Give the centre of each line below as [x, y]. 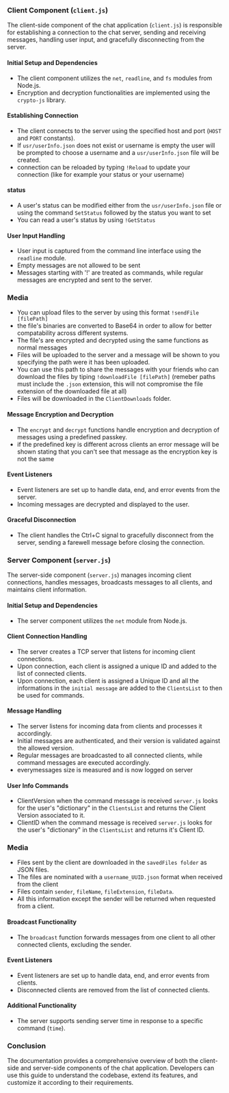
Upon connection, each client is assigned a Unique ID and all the [108, 680]
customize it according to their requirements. [70, 1083]
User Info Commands [38, 785]
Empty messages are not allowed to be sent [79, 265]
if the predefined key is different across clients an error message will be [118, 444]
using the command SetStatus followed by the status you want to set [114, 212]
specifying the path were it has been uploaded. [83, 363]
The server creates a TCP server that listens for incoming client [106, 651]
